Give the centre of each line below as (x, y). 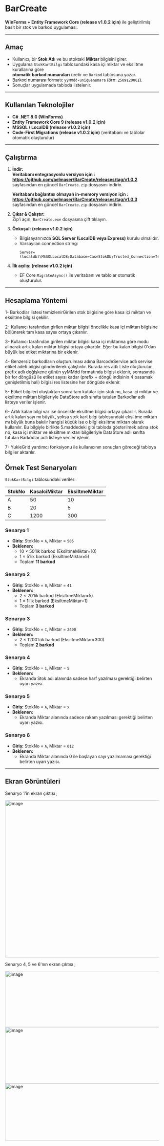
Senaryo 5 (18, 697)
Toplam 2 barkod (37, 645)
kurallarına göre (28, 69)
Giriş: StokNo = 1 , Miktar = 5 (41, 668)
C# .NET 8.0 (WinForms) (38, 117)
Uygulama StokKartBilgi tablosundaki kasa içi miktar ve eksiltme (78, 64)
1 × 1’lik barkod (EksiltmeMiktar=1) (53, 601)
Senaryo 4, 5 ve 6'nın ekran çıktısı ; (41, 964)
